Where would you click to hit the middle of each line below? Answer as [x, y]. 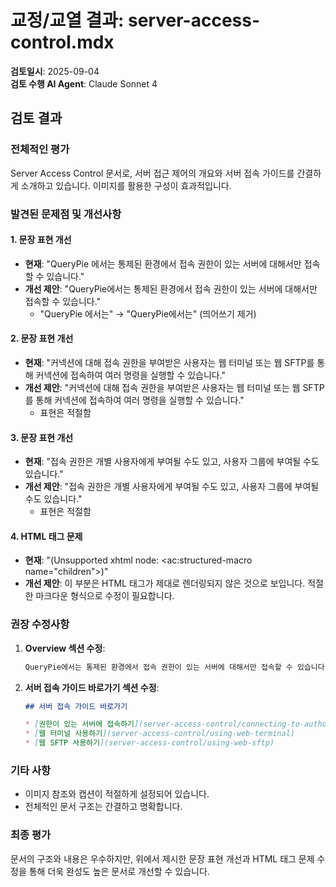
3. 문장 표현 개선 [42, 437]
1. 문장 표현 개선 [41, 240]
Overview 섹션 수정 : [65, 648]
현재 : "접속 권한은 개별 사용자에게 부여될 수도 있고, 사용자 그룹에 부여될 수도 [172, 462]
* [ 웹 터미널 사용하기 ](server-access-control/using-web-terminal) [159, 734]
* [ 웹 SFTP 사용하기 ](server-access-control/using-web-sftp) [149, 743]
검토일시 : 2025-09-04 [55, 71]
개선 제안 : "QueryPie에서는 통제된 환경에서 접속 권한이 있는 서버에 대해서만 [171, 288]
